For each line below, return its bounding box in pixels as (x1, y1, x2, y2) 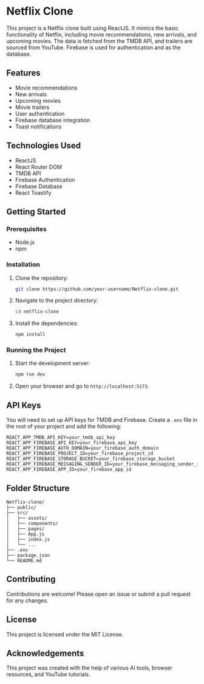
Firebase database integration (15, 116, 90, 124)
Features (6, 68, 41, 79)
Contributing (6, 574, 56, 585)
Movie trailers (15, 103, 50, 111)
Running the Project (6, 346, 66, 354)
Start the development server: (15, 360, 90, 367)
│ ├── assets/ (6, 515, 47, 521)
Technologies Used (6, 141, 81, 151)
